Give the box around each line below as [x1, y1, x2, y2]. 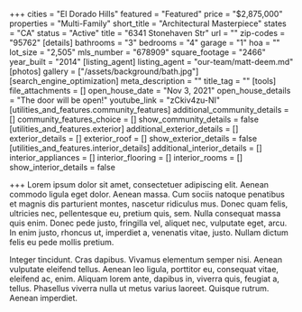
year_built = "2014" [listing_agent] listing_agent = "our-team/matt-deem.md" [9, 57, 294, 67]
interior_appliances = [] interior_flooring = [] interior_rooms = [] [9, 152, 243, 162]
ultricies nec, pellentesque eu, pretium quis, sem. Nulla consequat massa [9, 208, 281, 218]
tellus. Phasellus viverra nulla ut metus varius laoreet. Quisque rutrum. [9, 283, 270, 293]
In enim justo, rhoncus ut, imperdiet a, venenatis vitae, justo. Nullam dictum [9, 227, 288, 238]
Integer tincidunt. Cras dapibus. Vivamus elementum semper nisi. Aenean [9, 254, 282, 265]
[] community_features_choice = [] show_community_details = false [9, 114, 260, 124]
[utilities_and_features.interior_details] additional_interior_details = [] [9, 142, 263, 153]
